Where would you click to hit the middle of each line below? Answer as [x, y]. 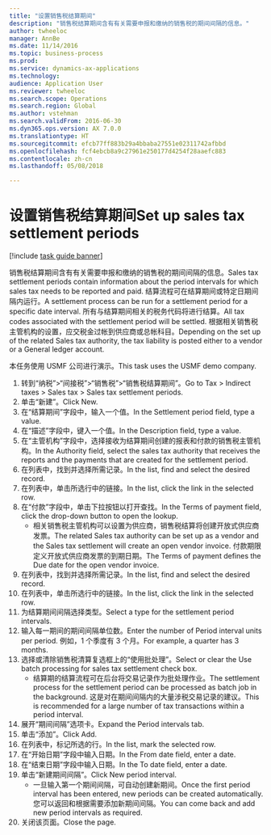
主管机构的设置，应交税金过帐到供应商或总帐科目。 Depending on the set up [135, 331]
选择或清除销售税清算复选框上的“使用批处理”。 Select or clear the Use [136, 660]
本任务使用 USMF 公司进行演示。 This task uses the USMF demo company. [133, 366]
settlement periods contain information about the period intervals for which [134, 282]
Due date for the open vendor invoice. [96, 565]
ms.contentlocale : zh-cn [51, 158]
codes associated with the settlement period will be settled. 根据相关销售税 [134, 322]
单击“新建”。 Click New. [59, 402]
